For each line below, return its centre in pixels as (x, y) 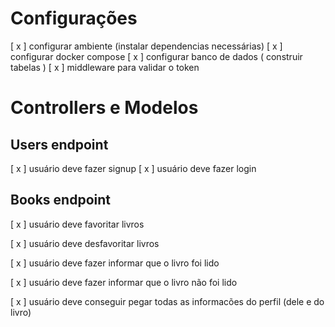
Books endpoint (60, 200)
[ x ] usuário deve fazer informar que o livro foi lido (115, 263)
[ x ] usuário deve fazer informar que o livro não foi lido (124, 282)
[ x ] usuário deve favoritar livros (77, 224)
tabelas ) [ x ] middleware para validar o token (105, 67)
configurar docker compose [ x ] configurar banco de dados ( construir (156, 56)
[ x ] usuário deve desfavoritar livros (85, 243)
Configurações (74, 18)
